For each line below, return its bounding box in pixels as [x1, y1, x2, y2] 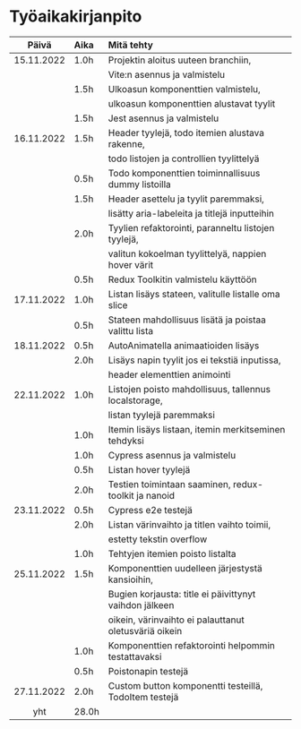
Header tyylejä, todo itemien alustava [107, 126, 264, 139]
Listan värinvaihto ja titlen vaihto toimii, [107, 518, 271, 530]
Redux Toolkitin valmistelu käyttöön [107, 273, 257, 286]
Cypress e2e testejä [107, 503, 193, 516]
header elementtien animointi [107, 368, 231, 381]
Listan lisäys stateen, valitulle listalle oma [107, 287, 280, 300]
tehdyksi [107, 434, 145, 447]
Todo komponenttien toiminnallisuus [107, 167, 261, 179]
